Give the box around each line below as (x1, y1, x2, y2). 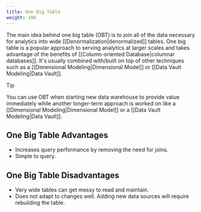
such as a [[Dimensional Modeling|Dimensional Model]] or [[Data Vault (6, 63, 182, 70)
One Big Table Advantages (6, 130, 109, 140)
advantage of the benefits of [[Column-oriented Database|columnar (6, 50, 175, 58)
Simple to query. (14, 153, 56, 160)
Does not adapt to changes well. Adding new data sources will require (14, 193, 189, 200)
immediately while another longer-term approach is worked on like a (6, 99, 176, 107)
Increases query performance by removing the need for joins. (14, 146, 168, 153)
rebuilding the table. (14, 199, 65, 207)
